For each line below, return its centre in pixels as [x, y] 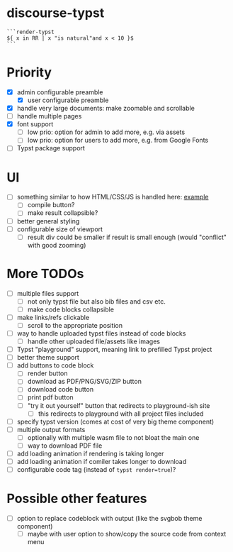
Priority [29, 73]
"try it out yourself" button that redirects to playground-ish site [119, 405]
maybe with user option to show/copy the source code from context [127, 534]
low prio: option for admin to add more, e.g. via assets [106, 132]
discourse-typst [56, 13]
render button [47, 373]
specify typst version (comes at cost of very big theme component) [115, 421]
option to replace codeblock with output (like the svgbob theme [109, 518]
